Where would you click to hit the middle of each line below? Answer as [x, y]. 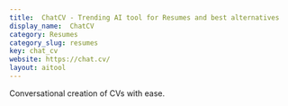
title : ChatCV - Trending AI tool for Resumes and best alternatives [144, 18]
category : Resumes [44, 34]
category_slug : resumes [54, 43]
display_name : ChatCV [52, 26]
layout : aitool [38, 68]
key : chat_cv [34, 51]
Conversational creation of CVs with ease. [87, 93]
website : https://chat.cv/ [60, 59]
